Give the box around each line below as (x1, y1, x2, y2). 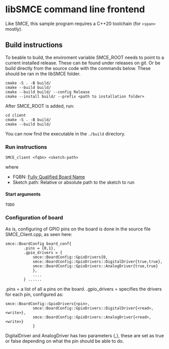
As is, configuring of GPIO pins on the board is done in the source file (5, 226, 151, 232)
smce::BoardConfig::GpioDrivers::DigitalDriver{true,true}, (32, 259, 163, 264)
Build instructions (5, 41, 63, 50)
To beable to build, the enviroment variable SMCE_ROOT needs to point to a (5, 54, 164, 60)
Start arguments (5, 191, 41, 197)
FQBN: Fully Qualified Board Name (12, 174, 85, 180)
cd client (5, 112, 26, 118)
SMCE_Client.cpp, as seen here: (5, 231, 73, 237)
